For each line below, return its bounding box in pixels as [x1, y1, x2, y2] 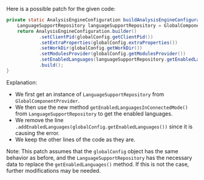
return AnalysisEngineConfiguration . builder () [17, 28, 137, 34]
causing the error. [15, 129, 60, 136]
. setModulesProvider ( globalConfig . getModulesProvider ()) [38, 51, 186, 57]
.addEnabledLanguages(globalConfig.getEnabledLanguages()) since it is [15, 123, 193, 130]
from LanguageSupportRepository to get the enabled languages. [15, 109, 173, 117]
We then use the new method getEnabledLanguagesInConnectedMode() [15, 103, 188, 111]
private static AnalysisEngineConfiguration [6, 17, 121, 23]
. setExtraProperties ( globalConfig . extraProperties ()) [38, 40, 178, 46]
